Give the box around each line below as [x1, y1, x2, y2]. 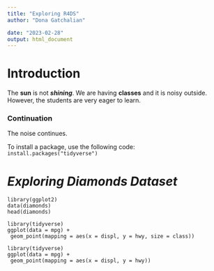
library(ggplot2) [7, 196, 58, 203]
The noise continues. [7, 130, 68, 138]
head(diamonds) [7, 208, 52, 216]
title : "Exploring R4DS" [7, 10, 79, 17]
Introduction [7, 65, 81, 82]
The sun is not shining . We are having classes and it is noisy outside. [7, 88, 208, 98]
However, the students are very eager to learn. [7, 96, 142, 104]
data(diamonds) [7, 203, 52, 210]
